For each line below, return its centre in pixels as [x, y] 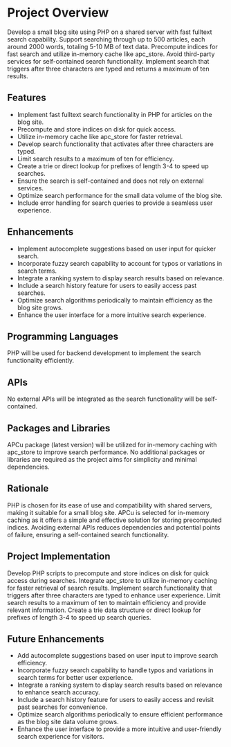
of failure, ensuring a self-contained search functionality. [88, 534]
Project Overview [58, 13]
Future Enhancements [56, 639]
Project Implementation [59, 556]
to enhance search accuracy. [58, 692]
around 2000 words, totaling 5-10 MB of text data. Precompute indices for [112, 46]
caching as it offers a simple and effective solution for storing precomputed [114, 520]
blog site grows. [40, 307]
